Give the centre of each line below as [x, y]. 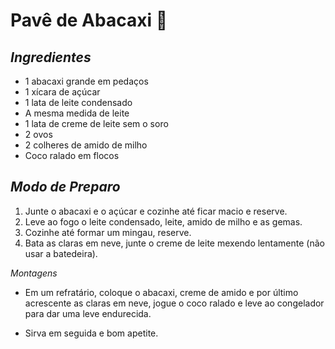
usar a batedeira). [61, 253]
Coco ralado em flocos [72, 155]
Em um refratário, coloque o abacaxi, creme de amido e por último [161, 292]
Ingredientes [51, 57]
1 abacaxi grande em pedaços [86, 81]
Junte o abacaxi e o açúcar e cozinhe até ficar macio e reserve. [156, 211]
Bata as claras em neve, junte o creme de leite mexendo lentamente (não [174, 243]
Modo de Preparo [65, 187]
